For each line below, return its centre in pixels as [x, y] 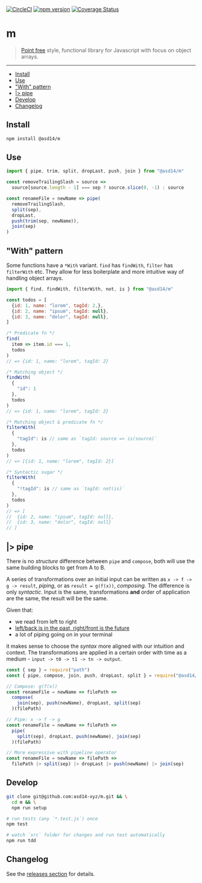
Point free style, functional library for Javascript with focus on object [106, 50]
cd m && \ [24, 802]
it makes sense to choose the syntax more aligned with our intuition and [95, 646]
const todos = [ [26, 300]
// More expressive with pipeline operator [62, 753]
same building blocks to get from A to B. [56, 567]
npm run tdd [21, 841]
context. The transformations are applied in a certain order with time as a [96, 652]
